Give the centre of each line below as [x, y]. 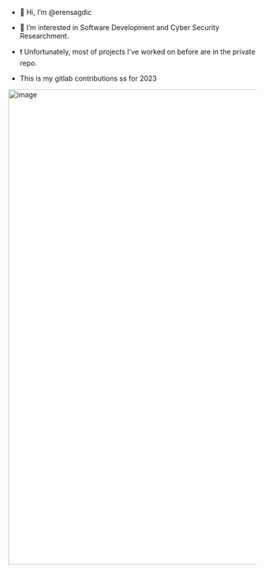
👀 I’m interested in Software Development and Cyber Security [119, 27]
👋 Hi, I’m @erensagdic [56, 12]
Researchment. [44, 36]
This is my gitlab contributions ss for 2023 [88, 78]
